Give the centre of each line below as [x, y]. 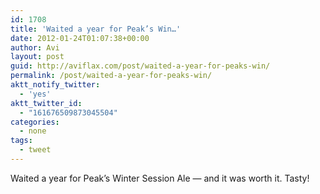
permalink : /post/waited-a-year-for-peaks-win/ [111, 76]
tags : [21, 141]
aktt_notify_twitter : [55, 85]
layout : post [37, 57]
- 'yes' [35, 94]
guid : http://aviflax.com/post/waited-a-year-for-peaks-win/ [140, 66]
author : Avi [35, 47]
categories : [35, 122]
